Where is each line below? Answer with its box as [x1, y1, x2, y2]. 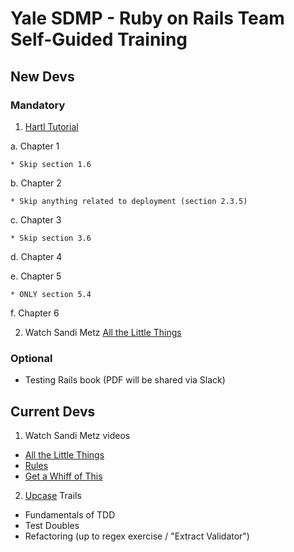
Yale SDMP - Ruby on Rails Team [10, 7, 285, 30]
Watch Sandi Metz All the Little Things [24, 326, 182, 338]
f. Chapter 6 [10, 307, 60, 319]
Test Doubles [24, 519, 80, 531]
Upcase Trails [24, 489, 82, 501]
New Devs [10, 68, 75, 85]
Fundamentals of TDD [24, 508, 116, 521]
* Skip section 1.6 [10, 159, 92, 169]
